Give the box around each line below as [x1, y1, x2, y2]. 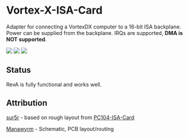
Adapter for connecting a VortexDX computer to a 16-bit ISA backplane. [6, 23, 181, 30]
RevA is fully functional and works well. [6, 81, 102, 88]
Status [6, 65, 31, 75]
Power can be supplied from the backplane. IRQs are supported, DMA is [6, 29, 183, 36]
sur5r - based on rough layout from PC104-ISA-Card [6, 114, 135, 121]
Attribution [6, 98, 48, 108]
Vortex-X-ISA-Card [6, 4, 103, 17]
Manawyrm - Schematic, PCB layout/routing [6, 125, 114, 132]
